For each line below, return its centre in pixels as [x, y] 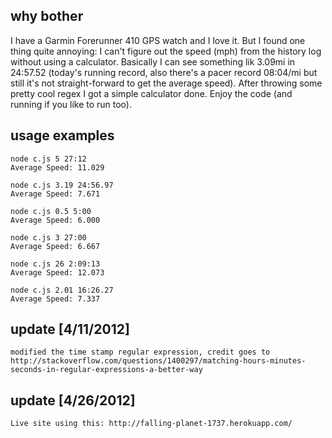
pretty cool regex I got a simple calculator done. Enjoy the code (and [151, 93]
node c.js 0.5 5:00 [51, 211]
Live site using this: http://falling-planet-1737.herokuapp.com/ [151, 424]
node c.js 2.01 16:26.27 [62, 290]
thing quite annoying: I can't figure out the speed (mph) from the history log [166, 51]
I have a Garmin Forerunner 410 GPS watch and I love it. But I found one [158, 40]
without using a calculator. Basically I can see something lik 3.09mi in [153, 61]
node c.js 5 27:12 [48, 159]
